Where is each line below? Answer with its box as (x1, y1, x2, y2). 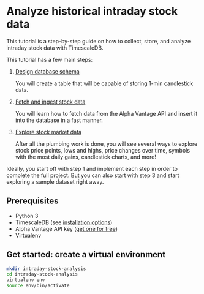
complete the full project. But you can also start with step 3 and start (6, 171, 179, 179)
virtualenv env (6, 277, 45, 283)
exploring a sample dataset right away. (6, 178, 104, 185)
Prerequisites (6, 196, 59, 206)
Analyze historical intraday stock (6, 4, 178, 18)
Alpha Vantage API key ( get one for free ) (15, 225, 118, 232)
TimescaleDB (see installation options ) (15, 219, 113, 226)
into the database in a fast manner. (15, 116, 103, 124)
